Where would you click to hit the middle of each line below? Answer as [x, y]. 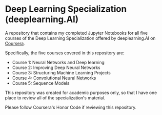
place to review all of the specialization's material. [55, 98]
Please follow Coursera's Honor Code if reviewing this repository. [71, 107]
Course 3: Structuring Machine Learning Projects [61, 72]
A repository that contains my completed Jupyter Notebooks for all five [76, 33]
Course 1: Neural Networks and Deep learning [58, 62]
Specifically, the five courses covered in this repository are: [65, 53]
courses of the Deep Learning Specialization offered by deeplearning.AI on [81, 38]
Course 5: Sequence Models [41, 83]
